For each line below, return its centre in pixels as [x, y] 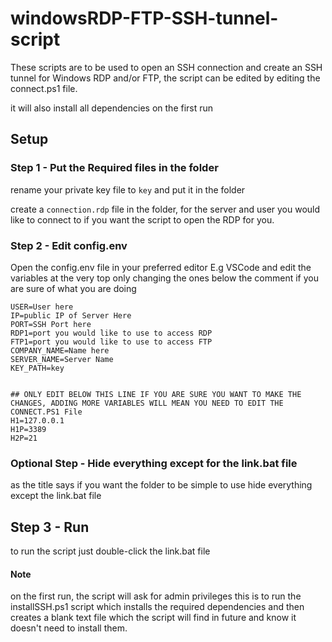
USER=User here [42, 307]
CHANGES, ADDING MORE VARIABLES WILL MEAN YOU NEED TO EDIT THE [147, 403]
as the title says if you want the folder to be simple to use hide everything [161, 485]
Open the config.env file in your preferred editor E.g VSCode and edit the [161, 267]
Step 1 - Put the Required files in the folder [114, 168]
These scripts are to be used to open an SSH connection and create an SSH [166, 67]
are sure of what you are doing [73, 288]
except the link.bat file [56, 496]
